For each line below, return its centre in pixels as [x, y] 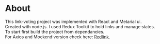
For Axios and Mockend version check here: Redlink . [58, 37]
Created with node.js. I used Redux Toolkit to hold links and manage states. [80, 26]
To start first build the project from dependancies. [55, 32]
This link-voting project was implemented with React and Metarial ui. [73, 22]
